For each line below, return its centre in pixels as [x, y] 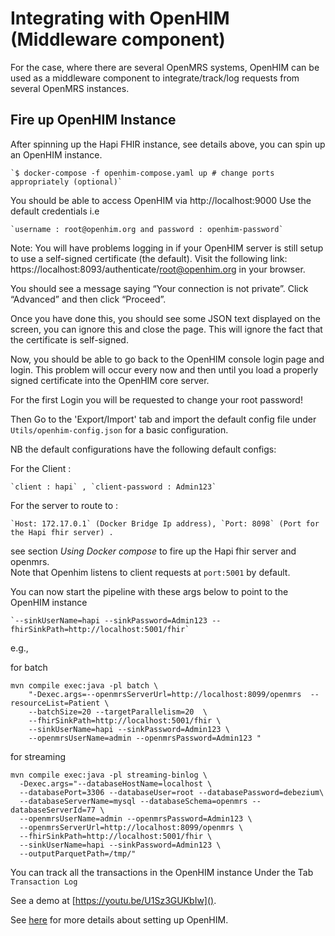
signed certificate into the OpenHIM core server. [110, 380]
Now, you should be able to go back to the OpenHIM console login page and [167, 359]
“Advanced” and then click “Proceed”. [88, 299]
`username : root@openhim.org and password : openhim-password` [147, 229]
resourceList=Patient [55, 703]
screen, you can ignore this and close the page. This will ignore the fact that [166, 329]
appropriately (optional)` [66, 182]
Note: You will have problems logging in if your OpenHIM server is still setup [167, 248]
